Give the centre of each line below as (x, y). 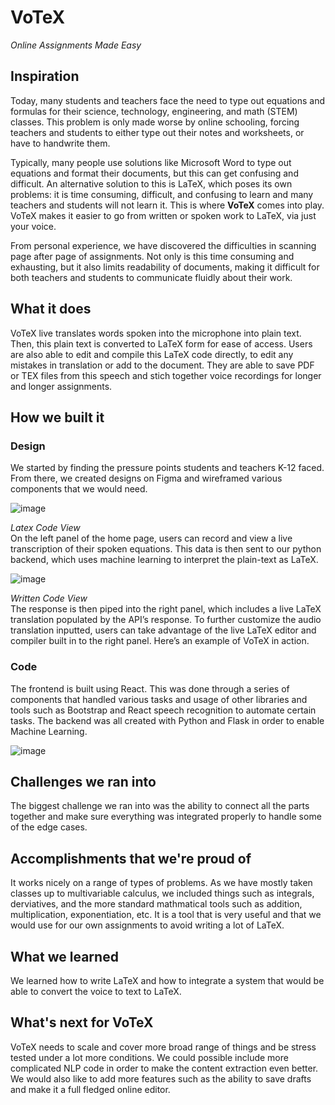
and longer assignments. (61, 386)
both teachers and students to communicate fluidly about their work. (151, 277)
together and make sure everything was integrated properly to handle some (166, 817)
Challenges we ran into (83, 781)
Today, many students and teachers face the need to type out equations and (167, 100)
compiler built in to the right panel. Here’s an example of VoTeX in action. (160, 641)
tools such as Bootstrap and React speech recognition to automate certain (163, 710)
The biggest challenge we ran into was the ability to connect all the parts (160, 806)
